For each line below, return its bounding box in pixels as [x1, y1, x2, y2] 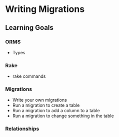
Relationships [5, 126, 39, 133]
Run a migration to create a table [12, 102, 80, 108]
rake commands [12, 73, 46, 79]
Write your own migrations [12, 97, 67, 103]
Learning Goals [5, 23, 54, 32]
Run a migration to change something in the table [12, 113, 114, 119]
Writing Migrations [5, 3, 85, 15]
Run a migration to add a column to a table [12, 108, 100, 114]
